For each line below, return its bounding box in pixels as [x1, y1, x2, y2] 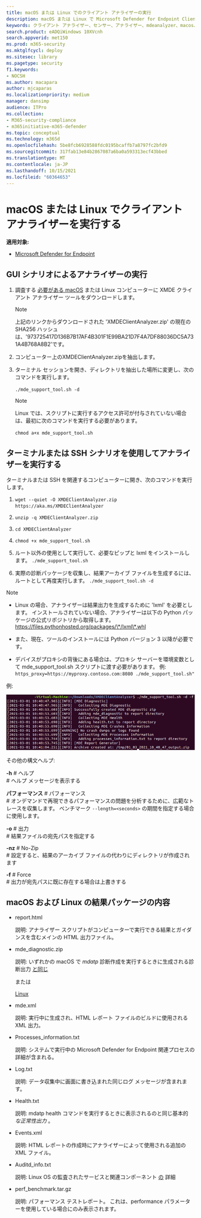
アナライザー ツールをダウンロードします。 [32, 294, 138, 301]
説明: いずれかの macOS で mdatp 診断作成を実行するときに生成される [14, 958, 189, 965]
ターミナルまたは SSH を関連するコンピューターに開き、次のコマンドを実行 [6, 476, 193, 483]
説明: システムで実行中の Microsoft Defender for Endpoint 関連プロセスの [14, 1046, 195, 1053]
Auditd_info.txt [14, 1160, 51, 1168]
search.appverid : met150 [6, 35, 68, 41]
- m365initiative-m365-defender [6, 123, 87, 129]
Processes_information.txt [14, 1033, 80, 1041]
